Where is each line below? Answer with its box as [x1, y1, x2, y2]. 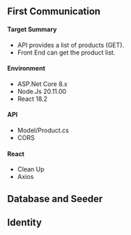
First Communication [7, 6, 101, 17]
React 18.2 [17, 94, 47, 103]
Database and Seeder [7, 192, 103, 205]
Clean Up [17, 165, 45, 173]
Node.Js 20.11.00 [17, 87, 67, 95]
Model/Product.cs [17, 126, 70, 134]
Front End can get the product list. [17, 48, 116, 57]
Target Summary [7, 24, 57, 34]
